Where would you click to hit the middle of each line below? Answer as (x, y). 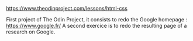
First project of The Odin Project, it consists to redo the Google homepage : (97, 19)
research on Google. (31, 32)
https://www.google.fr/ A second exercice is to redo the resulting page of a (96, 26)
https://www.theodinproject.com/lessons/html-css (67, 8)
